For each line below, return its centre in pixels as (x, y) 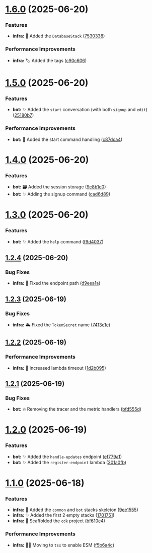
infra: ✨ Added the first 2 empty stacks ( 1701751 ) (63, 515)
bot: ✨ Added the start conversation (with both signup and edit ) (80, 110)
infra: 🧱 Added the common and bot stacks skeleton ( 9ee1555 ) (75, 510)
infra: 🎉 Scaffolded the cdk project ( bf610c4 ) (59, 521)
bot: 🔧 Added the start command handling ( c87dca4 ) (67, 139)
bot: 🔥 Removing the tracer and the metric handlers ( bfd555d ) (77, 409)
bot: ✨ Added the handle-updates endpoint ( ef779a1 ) (67, 457)
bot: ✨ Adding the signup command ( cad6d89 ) (61, 194)
